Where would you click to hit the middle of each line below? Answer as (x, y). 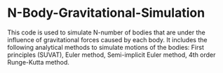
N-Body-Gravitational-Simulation (106, 13)
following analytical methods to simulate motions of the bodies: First (106, 47)
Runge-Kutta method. (39, 62)
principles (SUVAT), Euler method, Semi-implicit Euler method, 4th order (111, 55)
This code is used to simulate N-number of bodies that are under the (106, 32)
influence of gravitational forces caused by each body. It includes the (107, 39)
